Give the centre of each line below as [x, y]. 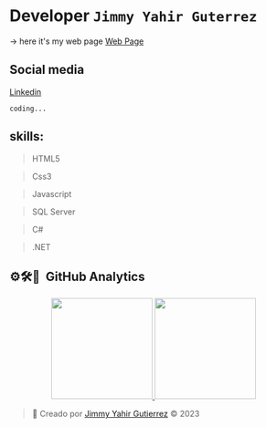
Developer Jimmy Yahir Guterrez [133, 16]
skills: [27, 136]
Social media [47, 70]
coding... [28, 109]
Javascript [52, 193]
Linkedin [26, 91]
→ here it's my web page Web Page [77, 41]
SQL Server [53, 212]
